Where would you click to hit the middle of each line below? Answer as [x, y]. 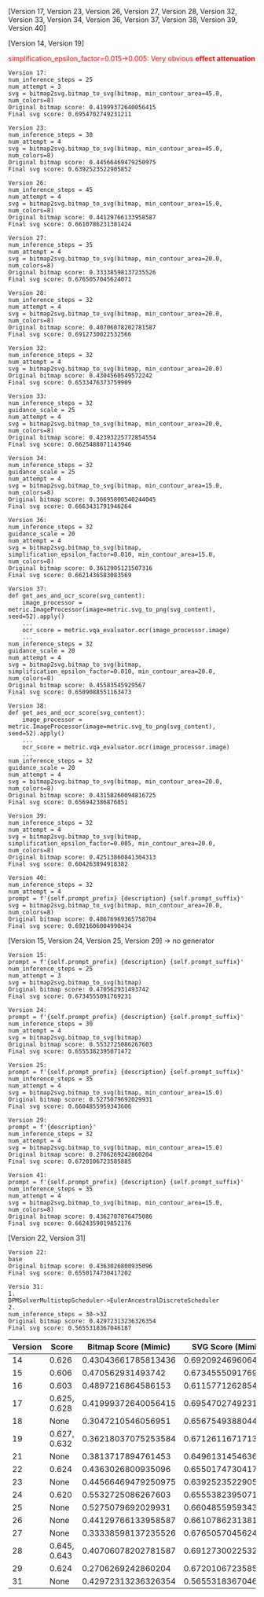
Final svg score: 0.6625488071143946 [70, 444]
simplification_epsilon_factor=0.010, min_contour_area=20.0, [112, 672]
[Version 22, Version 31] [47, 1238]
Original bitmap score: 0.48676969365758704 [82, 919]
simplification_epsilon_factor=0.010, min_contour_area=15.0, [112, 554]
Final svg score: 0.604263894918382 [68, 864]
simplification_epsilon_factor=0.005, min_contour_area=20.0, [112, 844]
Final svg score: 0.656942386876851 [68, 802]
